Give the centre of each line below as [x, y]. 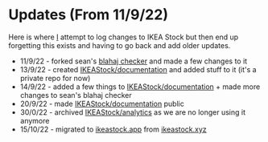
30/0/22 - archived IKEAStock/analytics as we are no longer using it [132, 112]
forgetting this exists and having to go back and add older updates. [120, 45]
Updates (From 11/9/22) [89, 15]
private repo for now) [55, 78]
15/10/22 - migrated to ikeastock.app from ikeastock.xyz [113, 129]
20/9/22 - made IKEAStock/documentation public [102, 103]
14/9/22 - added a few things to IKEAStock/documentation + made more [140, 87]
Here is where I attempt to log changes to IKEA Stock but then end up [124, 37]
